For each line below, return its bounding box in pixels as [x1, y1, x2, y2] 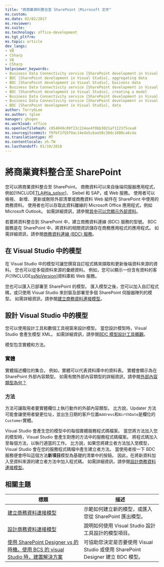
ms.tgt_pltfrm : [5, 35, 36, 40]
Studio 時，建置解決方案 [7, 553, 63, 560]
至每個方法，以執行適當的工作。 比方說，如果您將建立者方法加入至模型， [5, 440, 152, 446]
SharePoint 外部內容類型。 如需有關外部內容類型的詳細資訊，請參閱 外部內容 [5, 373, 158, 379]
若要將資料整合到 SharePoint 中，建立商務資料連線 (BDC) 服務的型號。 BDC [5, 219, 157, 225]
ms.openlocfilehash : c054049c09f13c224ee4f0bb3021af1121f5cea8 [5, 126, 137, 130]
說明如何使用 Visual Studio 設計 [83, 522, 156, 529]
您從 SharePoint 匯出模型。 [83, 513, 146, 520]
